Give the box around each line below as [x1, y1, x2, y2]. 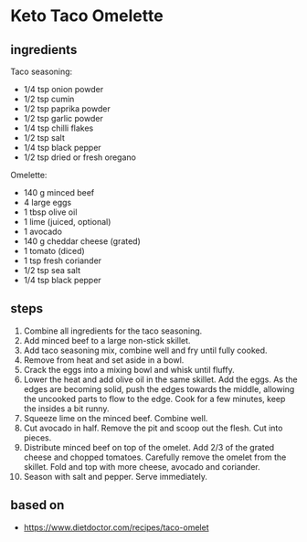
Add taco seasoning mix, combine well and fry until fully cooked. [23, 345, 268, 356]
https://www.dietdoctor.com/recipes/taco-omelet [23, 522, 209, 533]
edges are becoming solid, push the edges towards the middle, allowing [23, 383, 295, 394]
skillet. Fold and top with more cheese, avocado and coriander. [23, 461, 260, 472]
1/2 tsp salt [23, 133, 65, 143]
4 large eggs [23, 197, 72, 207]
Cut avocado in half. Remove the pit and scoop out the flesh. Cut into [23, 422, 283, 433]
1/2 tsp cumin [23, 93, 75, 104]
